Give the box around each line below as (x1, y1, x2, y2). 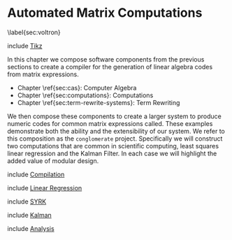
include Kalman (7, 211, 52, 219)
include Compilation (7, 170, 65, 178)
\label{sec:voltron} (7, 28, 61, 36)
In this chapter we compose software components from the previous (7, 55, 205, 64)
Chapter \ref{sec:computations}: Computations (17, 91, 154, 99)
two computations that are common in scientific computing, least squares (7, 141, 219, 150)
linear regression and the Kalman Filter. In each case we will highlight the (7, 149, 217, 157)
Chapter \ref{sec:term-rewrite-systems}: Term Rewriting (17, 98, 180, 106)
